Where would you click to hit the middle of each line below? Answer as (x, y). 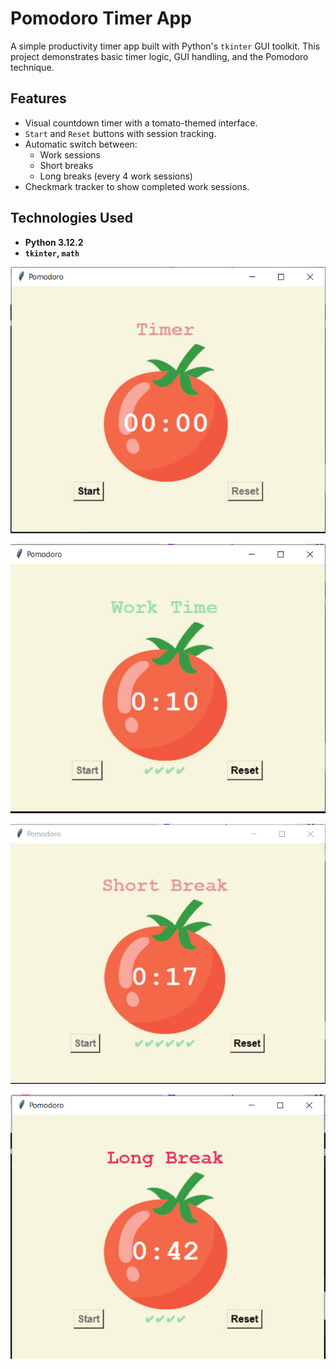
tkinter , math (52, 253)
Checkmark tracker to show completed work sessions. (137, 186)
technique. (32, 67)
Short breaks (66, 165)
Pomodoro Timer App (101, 18)
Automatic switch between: (81, 144)
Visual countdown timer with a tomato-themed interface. (141, 123)
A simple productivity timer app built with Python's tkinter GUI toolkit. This (165, 46)
